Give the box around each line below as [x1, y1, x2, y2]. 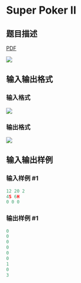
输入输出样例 [6, 155, 53, 165]
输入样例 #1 [6, 174, 38, 182]
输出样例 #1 [6, 214, 38, 223]
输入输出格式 [6, 75, 53, 85]
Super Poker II [6, 4, 77, 17]
